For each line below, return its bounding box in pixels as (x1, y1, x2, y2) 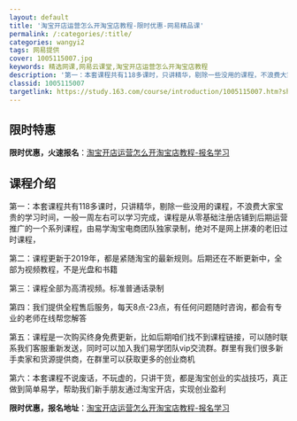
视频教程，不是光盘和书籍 (24, 264, 118, 275)
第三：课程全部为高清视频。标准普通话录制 (9, 283, 164, 293)
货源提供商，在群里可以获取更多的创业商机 (39, 354, 195, 364)
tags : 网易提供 (9, 46, 60, 55)
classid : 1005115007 (9, 79, 86, 88)
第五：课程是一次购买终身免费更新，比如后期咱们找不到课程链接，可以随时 (9, 331, 280, 342)
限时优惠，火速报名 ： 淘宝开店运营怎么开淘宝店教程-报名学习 (9, 147, 230, 158)
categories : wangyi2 (9, 37, 86, 47)
